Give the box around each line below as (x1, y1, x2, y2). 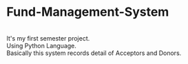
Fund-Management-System (6, 4, 169, 20)
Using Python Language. (6, 41, 77, 50)
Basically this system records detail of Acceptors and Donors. (6, 49, 182, 57)
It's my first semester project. (6, 34, 90, 42)
